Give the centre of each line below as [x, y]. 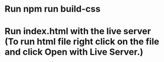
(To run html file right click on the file [82, 42]
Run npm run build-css [53, 9]
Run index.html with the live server [78, 31]
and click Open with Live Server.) [74, 52]
